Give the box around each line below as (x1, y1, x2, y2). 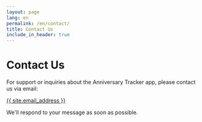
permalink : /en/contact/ (6, 20, 70, 26)
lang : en (6, 15, 29, 21)
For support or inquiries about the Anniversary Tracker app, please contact (6, 78, 196, 86)
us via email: (6, 85, 38, 93)
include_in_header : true (6, 32, 70, 38)
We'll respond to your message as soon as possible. (6, 109, 138, 116)
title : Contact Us (6, 26, 53, 32)
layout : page (6, 9, 40, 15)
